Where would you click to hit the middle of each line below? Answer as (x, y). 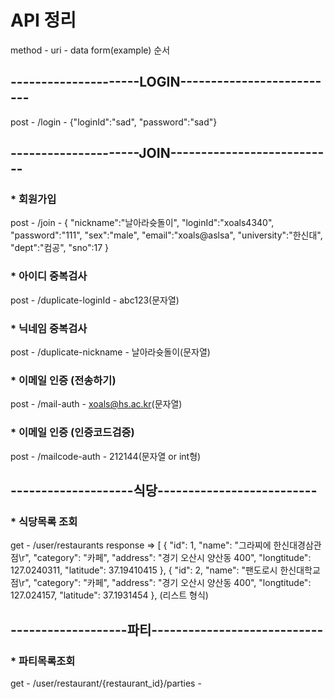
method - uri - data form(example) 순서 (90, 50)
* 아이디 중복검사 (49, 276)
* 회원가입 (33, 199)
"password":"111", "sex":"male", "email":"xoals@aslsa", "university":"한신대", (166, 235)
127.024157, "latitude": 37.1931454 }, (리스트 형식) (109, 595)
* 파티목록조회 (43, 661)
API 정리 (43, 20)
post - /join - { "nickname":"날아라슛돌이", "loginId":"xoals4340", (142, 223)
